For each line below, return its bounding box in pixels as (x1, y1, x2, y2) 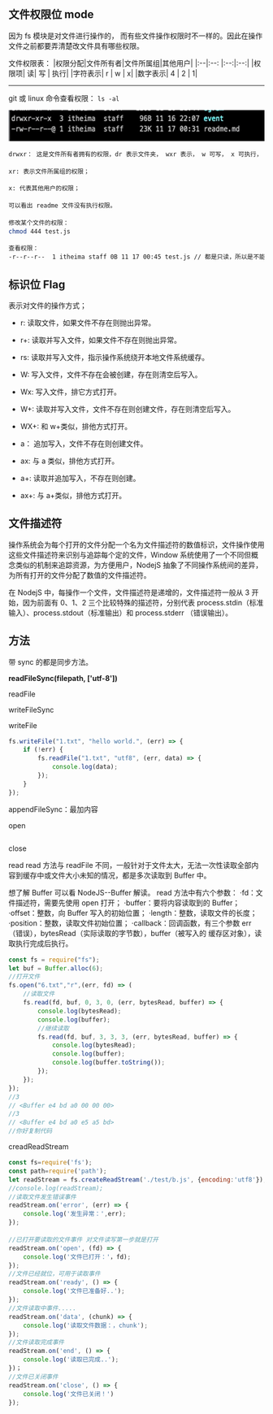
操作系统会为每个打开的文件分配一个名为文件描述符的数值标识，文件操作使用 (8, 540, 265, 549)
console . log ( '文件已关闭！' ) (23, 1390, 115, 1398)
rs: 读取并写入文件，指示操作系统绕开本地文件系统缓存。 (19, 352, 210, 362)
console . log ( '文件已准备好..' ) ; (23, 1287, 125, 1295)
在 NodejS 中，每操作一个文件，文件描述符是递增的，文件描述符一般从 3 (8, 588, 250, 597)
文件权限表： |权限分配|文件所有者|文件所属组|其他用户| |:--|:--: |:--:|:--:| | (8, 58, 254, 67)
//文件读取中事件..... (8, 1303, 77, 1312)
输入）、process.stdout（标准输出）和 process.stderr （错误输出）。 (8, 608, 233, 618)
